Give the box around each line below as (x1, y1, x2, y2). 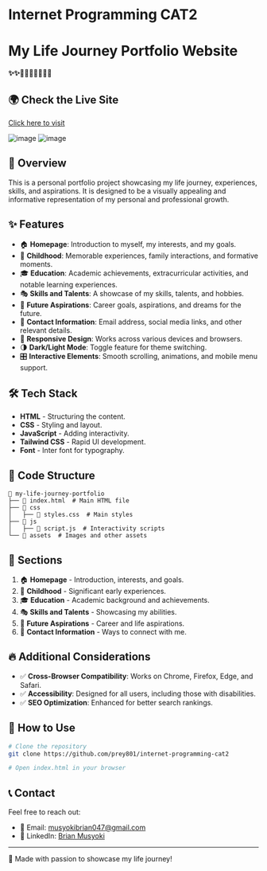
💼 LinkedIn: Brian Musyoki (19, 831, 106, 841)
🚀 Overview (8, 157, 67, 170)
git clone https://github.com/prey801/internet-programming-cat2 (8, 750, 229, 758)
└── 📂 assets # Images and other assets (8, 532, 148, 540)
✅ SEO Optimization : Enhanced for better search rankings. (19, 697, 213, 707)
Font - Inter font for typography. (19, 446, 125, 455)
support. (19, 362, 48, 372)
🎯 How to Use (8, 721, 75, 735)
